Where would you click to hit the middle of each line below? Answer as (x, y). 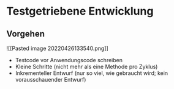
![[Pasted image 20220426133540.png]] (57, 48)
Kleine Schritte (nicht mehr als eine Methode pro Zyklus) (86, 66)
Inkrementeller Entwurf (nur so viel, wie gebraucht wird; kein (92, 73)
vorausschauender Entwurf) (51, 80)
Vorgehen (25, 34)
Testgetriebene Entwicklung (80, 11)
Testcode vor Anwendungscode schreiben (69, 60)
